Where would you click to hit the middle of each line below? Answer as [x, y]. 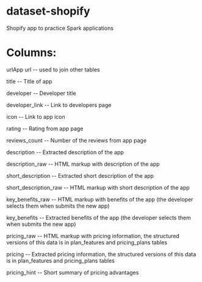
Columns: [31, 53]
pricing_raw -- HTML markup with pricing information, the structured [93, 236]
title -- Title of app [29, 81]
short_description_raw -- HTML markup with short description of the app [98, 188]
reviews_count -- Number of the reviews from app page [77, 140]
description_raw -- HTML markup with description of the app [83, 164]
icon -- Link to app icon [36, 116]
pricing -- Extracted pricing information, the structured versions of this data [101, 254]
